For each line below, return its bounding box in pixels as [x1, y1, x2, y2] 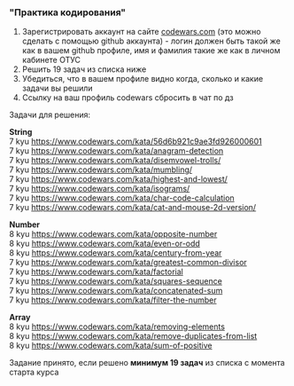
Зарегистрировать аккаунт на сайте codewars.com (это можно [21, 27, 261, 37]
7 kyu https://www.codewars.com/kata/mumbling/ [9, 164, 193, 175]
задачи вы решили [21, 83, 93, 94]
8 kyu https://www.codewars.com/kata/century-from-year [9, 248, 222, 258]
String [9, 127, 33, 138]
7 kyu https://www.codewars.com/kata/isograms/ [9, 184, 190, 194]
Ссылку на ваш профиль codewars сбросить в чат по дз [21, 92, 234, 103]
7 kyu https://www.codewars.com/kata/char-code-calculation [9, 193, 235, 203]
